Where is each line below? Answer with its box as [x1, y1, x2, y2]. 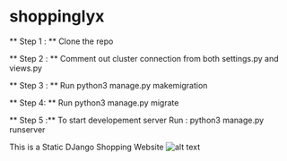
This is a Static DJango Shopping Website [9, 141, 164, 152]
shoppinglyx [9, 6, 105, 27]
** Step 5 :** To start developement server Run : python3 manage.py [9, 114, 265, 125]
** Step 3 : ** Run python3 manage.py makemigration [9, 80, 208, 90]
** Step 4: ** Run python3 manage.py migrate [9, 97, 179, 108]
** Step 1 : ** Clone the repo [9, 36, 114, 47]
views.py [9, 63, 43, 73]
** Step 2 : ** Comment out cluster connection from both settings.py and [9, 53, 280, 64]
